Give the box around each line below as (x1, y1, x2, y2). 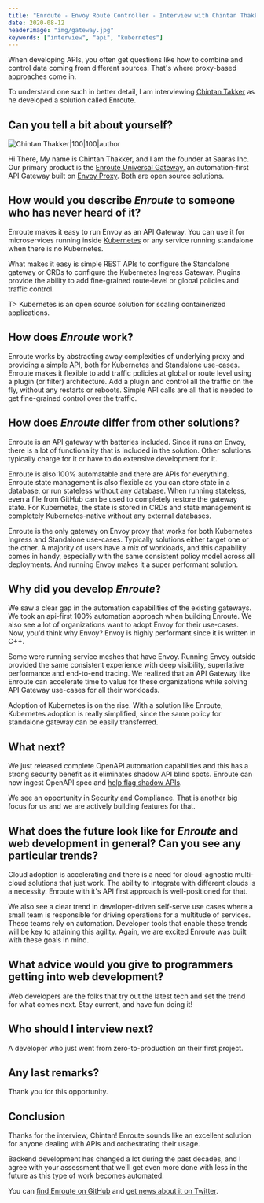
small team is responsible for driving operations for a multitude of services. (8, 910, 251, 920)
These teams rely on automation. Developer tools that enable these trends (8, 918, 248, 927)
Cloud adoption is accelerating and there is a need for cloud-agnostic (8, 869, 233, 879)
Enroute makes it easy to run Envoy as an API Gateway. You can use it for (8, 227, 245, 236)
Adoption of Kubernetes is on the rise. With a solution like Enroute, (8, 701, 223, 710)
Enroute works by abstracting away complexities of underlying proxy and (8, 351, 245, 361)
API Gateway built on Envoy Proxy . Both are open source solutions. (8, 171, 225, 181)
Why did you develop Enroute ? (8, 582, 161, 595)
